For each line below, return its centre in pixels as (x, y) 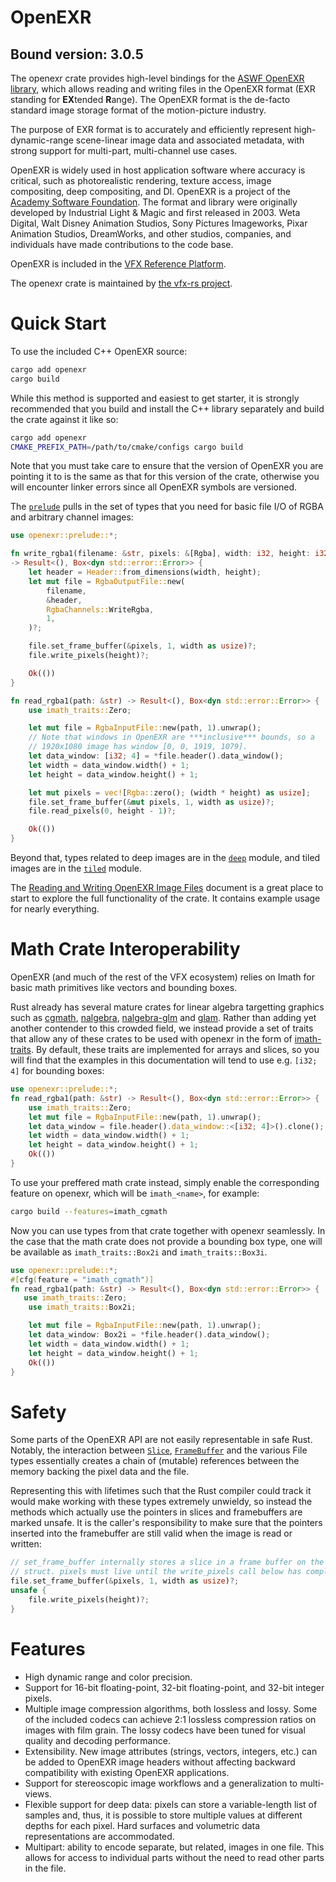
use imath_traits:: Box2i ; (82, 1307)
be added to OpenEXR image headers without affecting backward (160, 1762)
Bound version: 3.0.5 (77, 54)
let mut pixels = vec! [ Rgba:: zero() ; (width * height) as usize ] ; (169, 792)
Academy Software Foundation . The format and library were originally (154, 202)
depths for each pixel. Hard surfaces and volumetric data (142, 1825)
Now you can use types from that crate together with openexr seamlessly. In (168, 1230)
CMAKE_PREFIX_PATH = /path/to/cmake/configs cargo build (127, 447)
